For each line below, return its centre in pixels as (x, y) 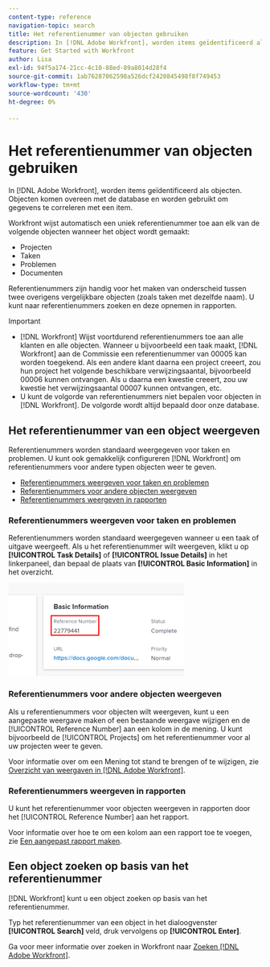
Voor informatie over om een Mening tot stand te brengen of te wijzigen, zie (134, 761)
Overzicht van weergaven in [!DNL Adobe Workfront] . (97, 770)
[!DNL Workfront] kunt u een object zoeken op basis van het (108, 898)
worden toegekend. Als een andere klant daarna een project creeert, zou (140, 363)
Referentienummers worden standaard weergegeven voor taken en (119, 450)
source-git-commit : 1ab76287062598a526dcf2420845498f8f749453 (115, 76)
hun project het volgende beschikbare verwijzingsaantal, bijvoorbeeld (135, 371)
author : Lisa (30, 60)
